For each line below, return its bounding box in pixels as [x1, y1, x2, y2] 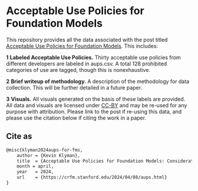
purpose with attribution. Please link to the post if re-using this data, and [6, 108, 182, 115]
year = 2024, [16, 169, 54, 175]
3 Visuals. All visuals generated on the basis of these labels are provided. [6, 95, 186, 103]
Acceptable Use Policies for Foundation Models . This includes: [6, 42, 158, 50]
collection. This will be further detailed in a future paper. [6, 84, 143, 91]
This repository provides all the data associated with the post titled [6, 36, 168, 43]
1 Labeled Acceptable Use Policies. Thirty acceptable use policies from [6, 54, 181, 61]
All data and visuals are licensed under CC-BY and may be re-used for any [6, 101, 187, 108]
